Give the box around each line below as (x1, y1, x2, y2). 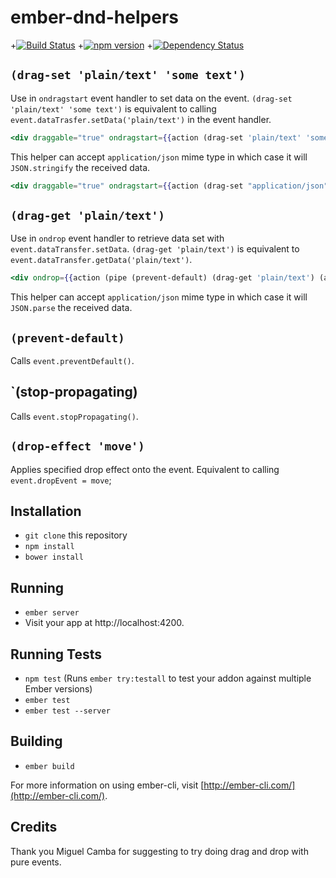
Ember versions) (24, 683, 93, 695)
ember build (24, 761, 75, 771)
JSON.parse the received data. (10, 302, 133, 314)
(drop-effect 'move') (10, 439, 145, 454)
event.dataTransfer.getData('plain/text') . (10, 254, 193, 266)
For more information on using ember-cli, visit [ (10, 779, 205, 791)
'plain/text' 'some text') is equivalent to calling (10, 102, 217, 115)
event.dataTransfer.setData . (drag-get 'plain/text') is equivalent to (10, 243, 300, 255)
